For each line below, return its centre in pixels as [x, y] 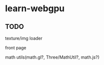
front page [16, 48]
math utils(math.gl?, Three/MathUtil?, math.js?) [52, 57]
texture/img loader [24, 38]
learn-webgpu [35, 9]
